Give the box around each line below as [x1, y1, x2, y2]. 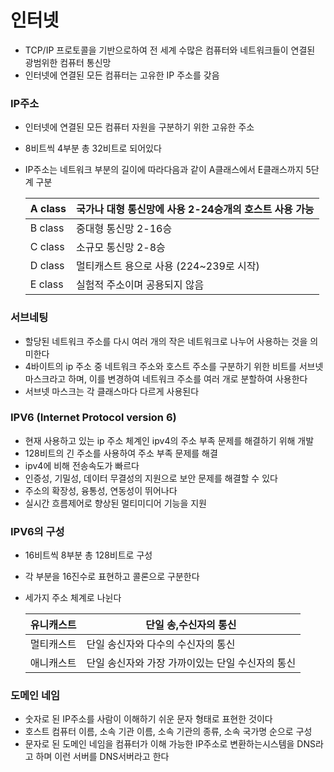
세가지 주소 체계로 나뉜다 [24, 592, 122, 604]
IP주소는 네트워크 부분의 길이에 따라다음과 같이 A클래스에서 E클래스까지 [24, 164, 304, 176]
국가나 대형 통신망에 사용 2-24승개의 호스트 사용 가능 [76, 202, 315, 216]
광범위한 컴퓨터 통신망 [24, 56, 112, 68]
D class [29, 259, 65, 273]
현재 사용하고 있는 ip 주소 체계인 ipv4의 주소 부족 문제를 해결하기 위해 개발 [24, 434, 315, 446]
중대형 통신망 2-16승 [76, 222, 173, 236]
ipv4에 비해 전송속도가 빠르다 [24, 459, 140, 471]
